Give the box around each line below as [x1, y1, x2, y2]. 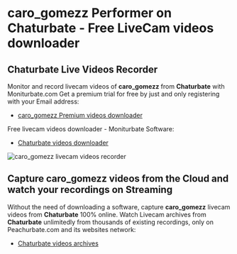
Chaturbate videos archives [17, 239, 99, 248]
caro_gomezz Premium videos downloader [17, 111, 143, 119]
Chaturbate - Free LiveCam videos [7, 20, 214, 36]
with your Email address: [7, 97, 79, 106]
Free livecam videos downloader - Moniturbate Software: [7, 125, 175, 133]
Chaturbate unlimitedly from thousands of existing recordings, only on [7, 218, 214, 226]
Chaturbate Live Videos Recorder [7, 63, 158, 75]
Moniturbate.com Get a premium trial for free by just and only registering [7, 90, 220, 98]
